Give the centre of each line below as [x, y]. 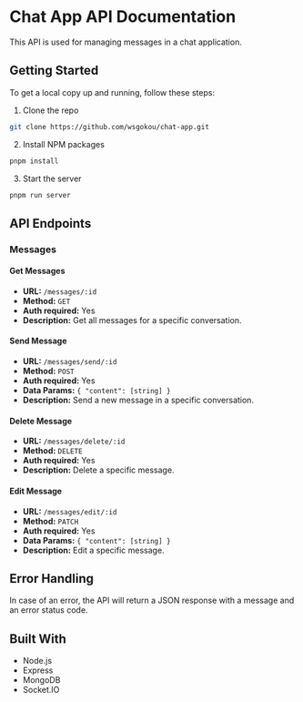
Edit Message [35, 491]
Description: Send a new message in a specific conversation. [138, 400]
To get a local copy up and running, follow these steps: [112, 92]
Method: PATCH [50, 521]
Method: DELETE [53, 451]
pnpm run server [40, 195]
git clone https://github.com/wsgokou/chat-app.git [109, 127]
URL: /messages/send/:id [70, 361]
